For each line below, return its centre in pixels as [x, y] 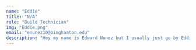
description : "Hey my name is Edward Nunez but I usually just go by [92, 38]
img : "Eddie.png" [27, 27]
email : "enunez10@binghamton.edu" [48, 33]
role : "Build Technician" [37, 22]
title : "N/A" [22, 17]
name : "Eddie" [23, 11]
